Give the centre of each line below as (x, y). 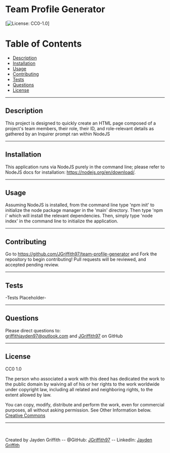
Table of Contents (44, 44)
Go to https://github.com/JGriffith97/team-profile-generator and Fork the (81, 254)
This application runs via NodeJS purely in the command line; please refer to (85, 167)
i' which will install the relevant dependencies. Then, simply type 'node (79, 216)
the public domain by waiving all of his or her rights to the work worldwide (82, 384)
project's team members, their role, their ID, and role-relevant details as (80, 128)
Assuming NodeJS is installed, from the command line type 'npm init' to (80, 205)
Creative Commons (25, 415)
